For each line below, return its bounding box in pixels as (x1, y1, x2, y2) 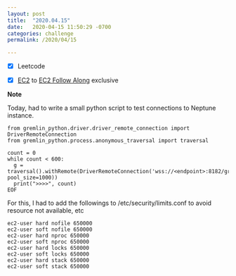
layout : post (7, 10, 46, 18)
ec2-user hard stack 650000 (7, 257, 90, 264)
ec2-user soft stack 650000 (7, 263, 90, 270)
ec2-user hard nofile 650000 (7, 220, 93, 227)
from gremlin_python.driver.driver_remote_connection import (7, 125, 190, 132)
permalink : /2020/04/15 (7, 37, 77, 44)
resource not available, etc (7, 206, 84, 215)
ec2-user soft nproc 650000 (7, 239, 90, 246)
